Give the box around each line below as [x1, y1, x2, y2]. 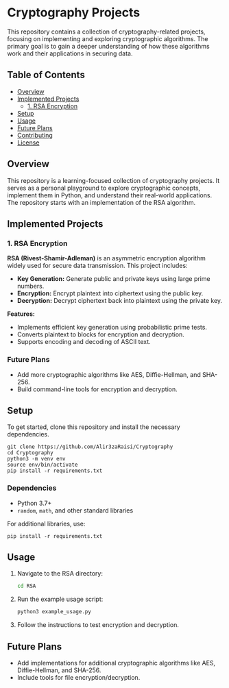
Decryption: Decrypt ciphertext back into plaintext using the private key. [16, 297, 223, 305]
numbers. [16, 282, 45, 291]
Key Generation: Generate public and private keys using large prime [16, 275, 210, 283]
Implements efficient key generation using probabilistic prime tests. [16, 323, 208, 332]
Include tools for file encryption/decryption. [16, 674, 141, 682]
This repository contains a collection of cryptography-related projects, [7, 27, 206, 36]
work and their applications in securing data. [7, 49, 133, 58]
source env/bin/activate [7, 461, 78, 469]
